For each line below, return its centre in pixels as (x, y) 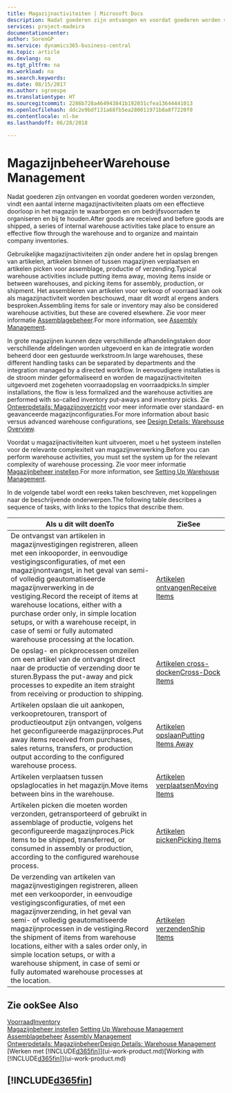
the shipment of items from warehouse (74, 938)
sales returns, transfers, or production (72, 748)
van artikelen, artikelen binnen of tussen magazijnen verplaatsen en (103, 262)
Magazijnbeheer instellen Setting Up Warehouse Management (95, 1029)
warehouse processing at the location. (72, 640)
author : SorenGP (30, 39)
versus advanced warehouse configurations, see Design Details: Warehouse (116, 421)
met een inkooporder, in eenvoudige (69, 553)
